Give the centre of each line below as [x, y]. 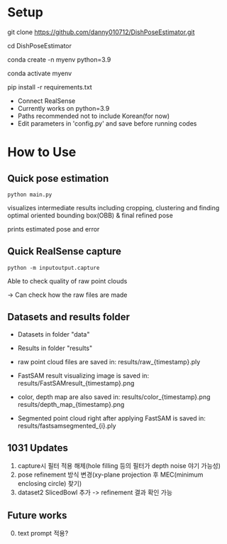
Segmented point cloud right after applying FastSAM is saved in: [111, 418]
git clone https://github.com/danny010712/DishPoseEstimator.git [101, 32]
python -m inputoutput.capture [54, 268]
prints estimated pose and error [54, 229]
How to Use [42, 152]
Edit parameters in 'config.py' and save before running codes [107, 123]
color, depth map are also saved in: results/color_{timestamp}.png [114, 397]
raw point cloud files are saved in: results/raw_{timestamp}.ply [109, 361]
